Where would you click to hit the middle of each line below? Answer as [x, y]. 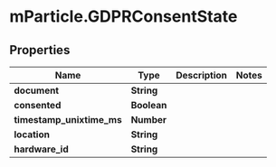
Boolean [149, 105]
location [32, 135]
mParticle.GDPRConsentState [124, 17]
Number [149, 120]
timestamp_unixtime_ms [68, 120]
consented [38, 105]
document [37, 90]
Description [202, 75]
